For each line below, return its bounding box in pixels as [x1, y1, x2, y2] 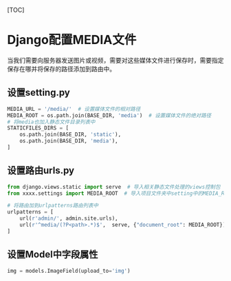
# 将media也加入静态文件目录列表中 [7, 118, 96, 125]
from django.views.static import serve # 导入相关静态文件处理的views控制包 [7, 183, 221, 190]
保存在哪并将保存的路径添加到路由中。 [7, 65, 115, 73]
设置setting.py [7, 87, 70, 98]
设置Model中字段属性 [7, 249, 98, 260]
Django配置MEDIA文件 [7, 32, 137, 48]
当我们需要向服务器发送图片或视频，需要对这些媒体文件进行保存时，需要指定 [7, 56, 224, 64]
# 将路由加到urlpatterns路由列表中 [7, 202, 98, 209]
